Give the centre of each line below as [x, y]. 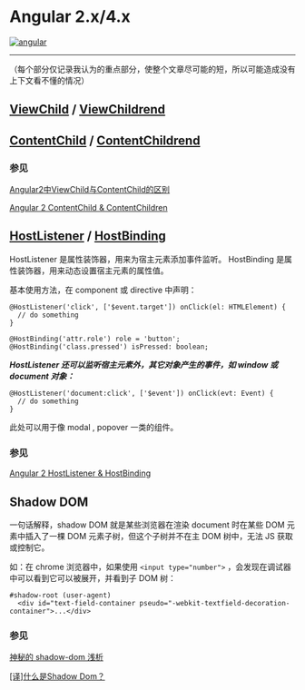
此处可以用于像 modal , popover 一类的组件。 [94, 427]
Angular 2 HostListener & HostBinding [80, 473]
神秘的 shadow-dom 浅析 [57, 657]
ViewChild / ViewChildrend [88, 109]
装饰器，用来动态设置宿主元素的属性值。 [93, 271]
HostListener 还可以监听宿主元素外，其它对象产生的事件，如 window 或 [144, 364]
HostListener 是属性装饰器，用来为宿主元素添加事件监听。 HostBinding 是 [147, 259]
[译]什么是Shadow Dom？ [58, 676]
